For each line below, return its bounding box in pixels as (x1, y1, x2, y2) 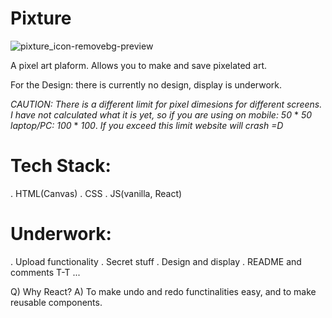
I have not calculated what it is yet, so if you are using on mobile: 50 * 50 (10, 108, 312, 121)
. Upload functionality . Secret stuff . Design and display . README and (10, 255, 302, 267)
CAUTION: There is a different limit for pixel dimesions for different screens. (10, 98, 323, 110)
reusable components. (10, 296, 103, 308)
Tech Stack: (10, 155, 112, 177)
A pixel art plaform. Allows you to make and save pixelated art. (10, 59, 268, 71)
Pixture (10, 7, 72, 30)
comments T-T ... (10, 266, 81, 278)
